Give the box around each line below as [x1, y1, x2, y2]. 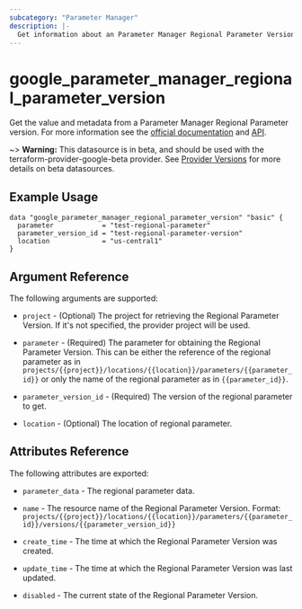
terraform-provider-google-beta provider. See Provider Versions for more [9, 154, 281, 164]
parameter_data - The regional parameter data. [22, 485, 195, 496]
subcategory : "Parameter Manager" [9, 13, 139, 22]
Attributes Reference [9, 444, 129, 459]
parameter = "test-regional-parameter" [17, 221, 211, 230]
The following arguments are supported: [9, 293, 159, 304]
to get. [22, 401, 47, 411]
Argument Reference [9, 269, 129, 284]
